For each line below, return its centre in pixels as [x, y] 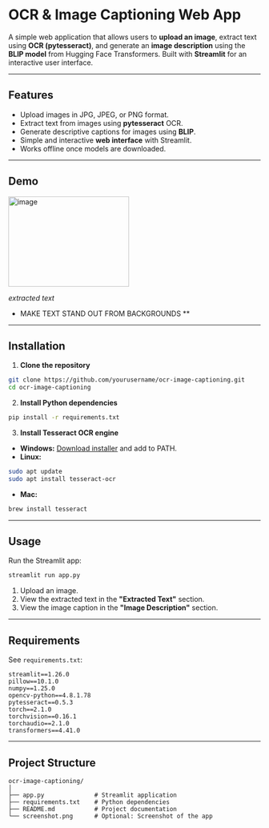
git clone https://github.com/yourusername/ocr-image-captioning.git [127, 380]
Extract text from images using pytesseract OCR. [101, 123]
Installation [37, 346]
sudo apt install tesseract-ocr [62, 479]
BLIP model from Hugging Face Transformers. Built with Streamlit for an [128, 54]
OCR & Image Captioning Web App [125, 15]
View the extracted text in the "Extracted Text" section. [112, 600]
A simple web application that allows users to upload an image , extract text [133, 37]
